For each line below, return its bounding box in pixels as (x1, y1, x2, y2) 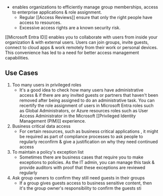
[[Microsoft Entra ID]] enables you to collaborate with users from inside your (5, 34, 158, 40)
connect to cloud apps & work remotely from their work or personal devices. (5, 45, 158, 50)
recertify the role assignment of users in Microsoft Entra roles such (19, 102, 154, 108)
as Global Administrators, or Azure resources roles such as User (19, 107, 148, 113)
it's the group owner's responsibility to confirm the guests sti (19, 185, 142, 191)
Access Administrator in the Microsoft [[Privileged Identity (19, 113, 136, 119)
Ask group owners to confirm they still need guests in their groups (12, 175, 145, 180)
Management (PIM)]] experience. (19, 118, 86, 124)
